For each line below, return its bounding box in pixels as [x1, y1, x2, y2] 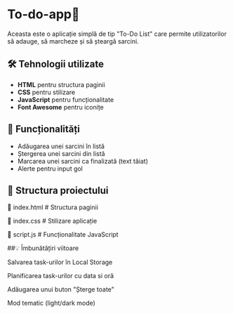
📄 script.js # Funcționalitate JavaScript [7, 230, 119, 239]
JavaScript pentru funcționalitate [17, 95, 114, 104]
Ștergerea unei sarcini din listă [17, 149, 105, 157]
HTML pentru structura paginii [17, 80, 105, 89]
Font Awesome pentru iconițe [17, 103, 104, 111]
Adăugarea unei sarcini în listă [17, 142, 105, 150]
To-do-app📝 [7, 6, 80, 22]
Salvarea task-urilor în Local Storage [7, 258, 113, 266]
